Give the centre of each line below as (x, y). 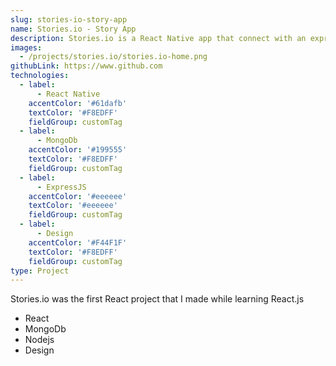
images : (26, 47)
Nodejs (39, 340)
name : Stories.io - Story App (73, 29)
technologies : (40, 76)
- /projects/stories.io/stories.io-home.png (113, 57)
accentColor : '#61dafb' (78, 103)
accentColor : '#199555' (78, 150)
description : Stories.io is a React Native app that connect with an (158, 38)
